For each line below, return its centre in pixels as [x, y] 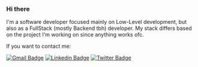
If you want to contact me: [39, 46]
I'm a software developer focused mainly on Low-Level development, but [97, 22]
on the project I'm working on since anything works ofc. [75, 35]
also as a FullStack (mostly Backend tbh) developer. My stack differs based [99, 28]
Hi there [18, 9]
